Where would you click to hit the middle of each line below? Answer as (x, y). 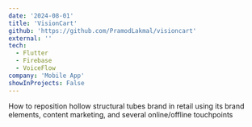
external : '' (30, 38)
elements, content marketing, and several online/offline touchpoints (121, 114)
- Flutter (32, 53)
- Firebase (34, 61)
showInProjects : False (46, 83)
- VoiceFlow (36, 68)
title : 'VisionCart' (43, 23)
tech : (17, 46)
